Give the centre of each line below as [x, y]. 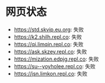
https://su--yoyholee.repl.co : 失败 [55, 66]
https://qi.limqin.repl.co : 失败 [49, 44]
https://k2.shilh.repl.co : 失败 [48, 36]
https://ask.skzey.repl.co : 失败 [50, 51]
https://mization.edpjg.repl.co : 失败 [56, 59]
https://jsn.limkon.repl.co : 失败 [51, 74]
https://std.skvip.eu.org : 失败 [49, 29]
